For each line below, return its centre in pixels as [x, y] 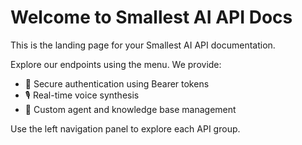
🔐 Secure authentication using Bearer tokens [117, 83]
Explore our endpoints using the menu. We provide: [116, 64]
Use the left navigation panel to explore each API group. [125, 128]
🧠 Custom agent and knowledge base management [130, 109]
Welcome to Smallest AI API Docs [151, 17]
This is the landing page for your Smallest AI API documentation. [143, 45]
